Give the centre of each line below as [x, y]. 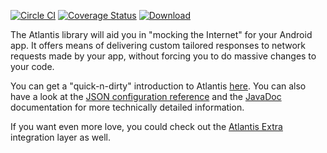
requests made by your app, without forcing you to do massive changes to [163, 56]
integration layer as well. [60, 137]
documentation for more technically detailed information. [127, 107]
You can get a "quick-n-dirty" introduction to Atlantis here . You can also [158, 86]
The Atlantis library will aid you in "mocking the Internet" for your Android [161, 34]
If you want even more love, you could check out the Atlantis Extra [146, 126]
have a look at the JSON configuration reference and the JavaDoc [146, 96]
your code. [32, 66]
